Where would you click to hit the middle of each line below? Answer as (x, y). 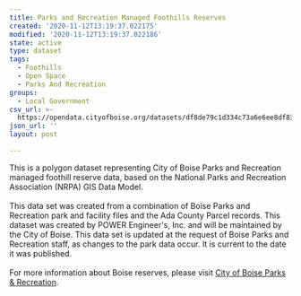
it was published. (41, 253)
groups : (24, 92)
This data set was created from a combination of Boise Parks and (130, 205)
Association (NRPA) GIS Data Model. (76, 187)
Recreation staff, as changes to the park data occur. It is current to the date (148, 244)
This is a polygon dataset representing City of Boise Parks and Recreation (146, 168)
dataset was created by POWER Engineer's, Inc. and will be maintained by (146, 224)
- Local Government (54, 101)
